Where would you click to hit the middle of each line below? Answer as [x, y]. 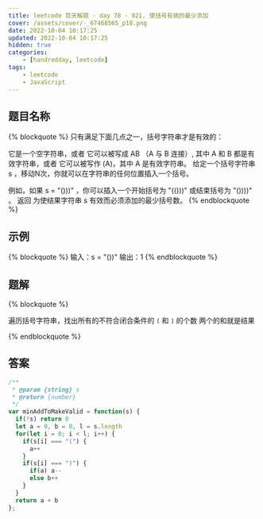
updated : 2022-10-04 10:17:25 [58, 38]
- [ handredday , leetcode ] [66, 60]
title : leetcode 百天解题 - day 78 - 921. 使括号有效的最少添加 [108, 15]
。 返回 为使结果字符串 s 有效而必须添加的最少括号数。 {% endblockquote [129, 200]
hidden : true [30, 45]
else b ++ [44, 478]
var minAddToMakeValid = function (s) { [74, 412]
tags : [17, 68]
